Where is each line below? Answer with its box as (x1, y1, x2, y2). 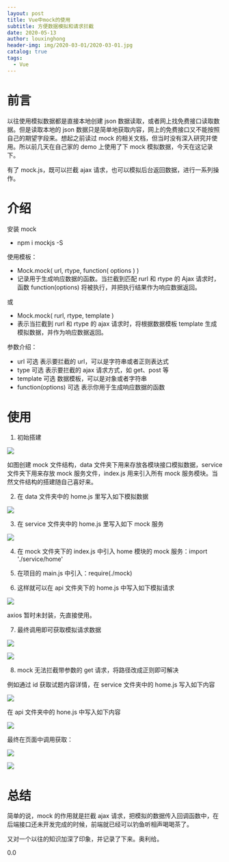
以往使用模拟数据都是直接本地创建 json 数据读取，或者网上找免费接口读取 (7, 117, 214, 125)
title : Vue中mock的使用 (7, 16, 70, 23)
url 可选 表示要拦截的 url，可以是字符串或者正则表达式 (16, 357, 169, 366)
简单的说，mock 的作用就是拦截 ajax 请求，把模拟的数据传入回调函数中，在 (7, 812, 219, 820)
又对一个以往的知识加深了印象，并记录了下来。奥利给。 (7, 835, 163, 843)
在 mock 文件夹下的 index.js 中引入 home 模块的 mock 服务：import (16, 547, 208, 555)
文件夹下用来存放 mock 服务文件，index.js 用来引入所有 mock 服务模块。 (7, 469, 212, 477)
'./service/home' (16, 555, 64, 563)
